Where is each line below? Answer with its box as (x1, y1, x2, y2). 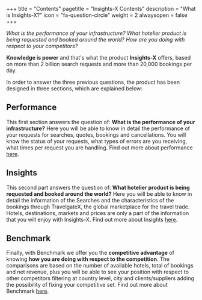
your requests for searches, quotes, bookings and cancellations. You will (6, 131, 186, 138)
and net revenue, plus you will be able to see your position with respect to (6, 268, 189, 276)
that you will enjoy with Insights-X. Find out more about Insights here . (6, 216, 178, 223)
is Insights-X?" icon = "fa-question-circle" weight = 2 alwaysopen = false (6, 11, 188, 19)
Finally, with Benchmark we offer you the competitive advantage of (6, 249, 174, 257)
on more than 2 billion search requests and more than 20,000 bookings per (6, 60, 192, 67)
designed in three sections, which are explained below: (6, 85, 143, 92)
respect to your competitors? (6, 42, 78, 49)
